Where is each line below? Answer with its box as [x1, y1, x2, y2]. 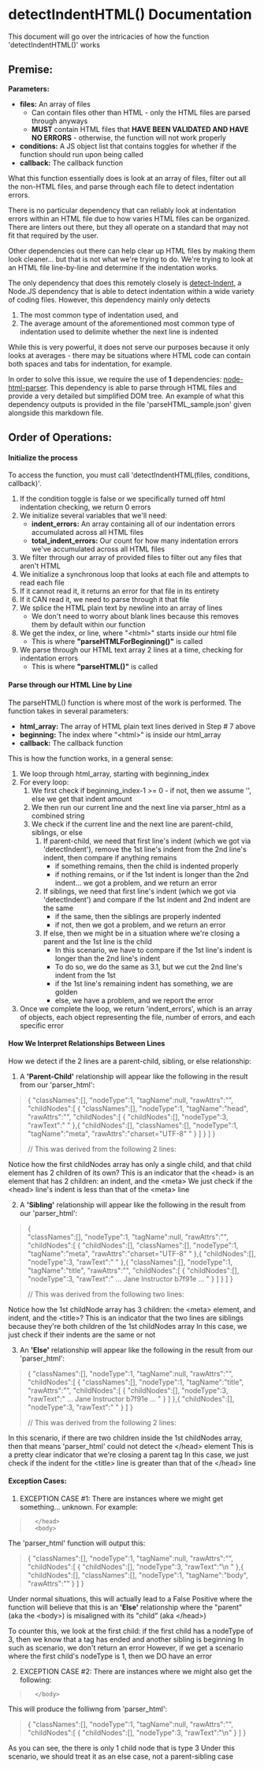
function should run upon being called [19, 149, 143, 159]
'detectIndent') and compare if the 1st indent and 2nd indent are [43, 894, 251, 904]
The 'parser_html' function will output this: [8, 1538, 146, 1548]
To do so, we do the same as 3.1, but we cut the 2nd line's [54, 962, 243, 971]
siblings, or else [31, 827, 83, 837]
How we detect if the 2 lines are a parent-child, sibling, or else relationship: [8, 1056, 252, 1066]
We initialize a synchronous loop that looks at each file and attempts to [19, 570, 250, 579]
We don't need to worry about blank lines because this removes [31, 612, 239, 621]
